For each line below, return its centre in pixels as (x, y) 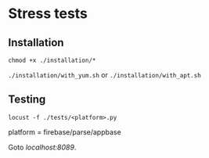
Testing (27, 100)
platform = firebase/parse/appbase (65, 132)
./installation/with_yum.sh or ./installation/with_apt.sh (104, 75)
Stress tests (48, 14)
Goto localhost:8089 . (42, 147)
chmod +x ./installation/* (52, 60)
